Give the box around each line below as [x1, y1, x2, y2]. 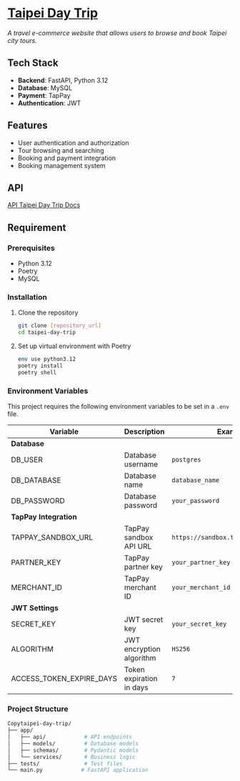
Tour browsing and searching [17, 146, 105, 154]
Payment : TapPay [17, 91, 71, 99]
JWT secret [124, 615, 164, 625]
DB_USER [11, 455, 43, 465]
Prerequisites [7, 243, 55, 253]
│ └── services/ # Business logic [7, 753, 136, 760]
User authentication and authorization [17, 138, 130, 147]
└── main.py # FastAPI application [7, 767, 149, 774]
